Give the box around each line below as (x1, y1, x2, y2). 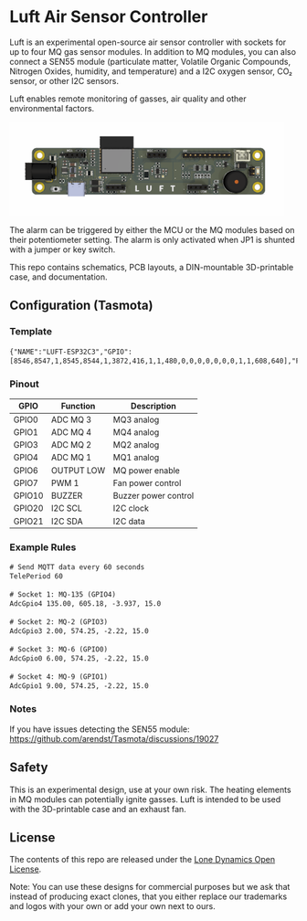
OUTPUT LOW (51, 464, 106, 476)
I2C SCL (51, 503, 82, 513)
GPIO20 (13, 503, 44, 513)
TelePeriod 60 (9, 572, 64, 581)
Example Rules (9, 541, 77, 554)
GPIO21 (13, 515, 44, 526)
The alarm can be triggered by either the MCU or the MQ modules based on (9, 224, 295, 235)
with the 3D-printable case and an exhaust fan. (9, 803, 187, 814)
